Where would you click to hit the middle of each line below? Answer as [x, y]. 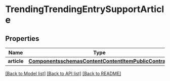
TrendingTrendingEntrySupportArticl [85, 9]
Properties [22, 38]
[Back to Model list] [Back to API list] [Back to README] [63, 73]
